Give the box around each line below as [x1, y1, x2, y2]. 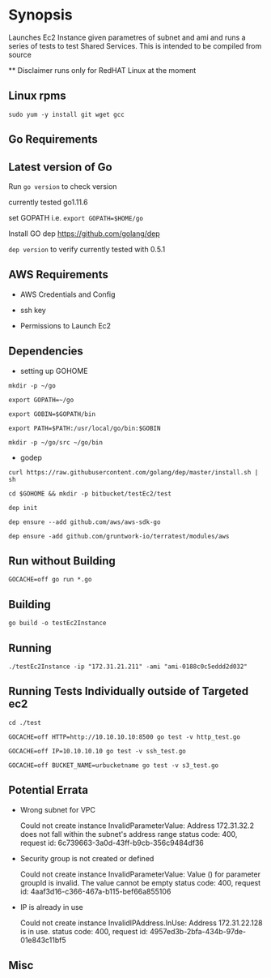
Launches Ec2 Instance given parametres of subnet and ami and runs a [8, 32, 246, 42]
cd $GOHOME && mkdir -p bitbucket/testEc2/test [8, 489, 172, 498]
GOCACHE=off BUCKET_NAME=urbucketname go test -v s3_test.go [8, 761, 219, 770]
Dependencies [8, 345, 83, 358]
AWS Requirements [8, 268, 109, 281]
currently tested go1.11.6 [8, 197, 88, 207]
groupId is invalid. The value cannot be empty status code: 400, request [19, 877, 261, 887]
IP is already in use [19, 902, 83, 912]
